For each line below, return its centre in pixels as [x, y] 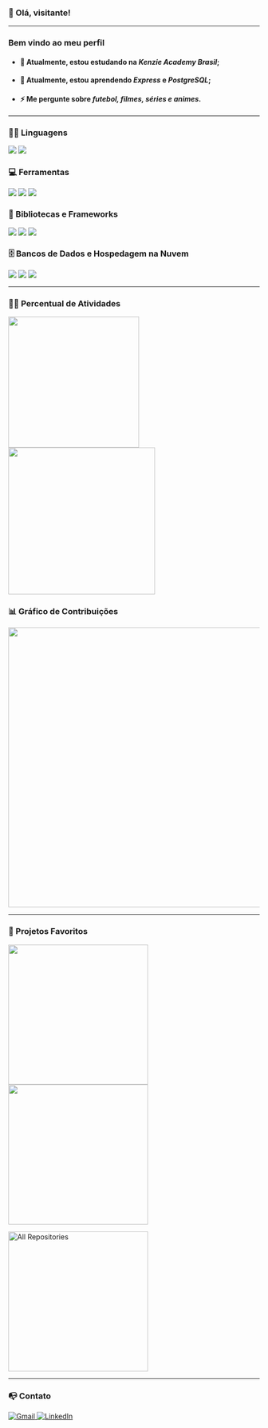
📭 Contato [30, 1396]
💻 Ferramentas [39, 172]
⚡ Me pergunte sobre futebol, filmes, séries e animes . [110, 99]
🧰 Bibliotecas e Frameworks [63, 214]
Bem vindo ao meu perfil [57, 43]
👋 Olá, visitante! [39, 13]
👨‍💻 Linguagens [38, 133]
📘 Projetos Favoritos [48, 931]
